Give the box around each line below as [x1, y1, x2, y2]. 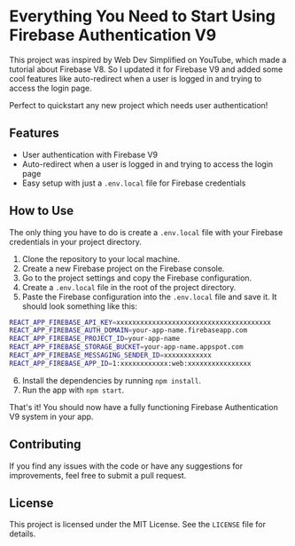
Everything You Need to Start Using [9, 6, 276, 27]
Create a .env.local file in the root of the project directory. [21, 281, 237, 292]
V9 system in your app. [9, 411, 94, 422]
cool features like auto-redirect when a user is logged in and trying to [9, 73, 262, 83]
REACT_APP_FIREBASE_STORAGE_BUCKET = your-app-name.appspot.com [9, 343, 244, 352]
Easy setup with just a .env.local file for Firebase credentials [21, 178, 246, 188]
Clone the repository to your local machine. [21, 253, 180, 264]
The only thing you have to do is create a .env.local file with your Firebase [9, 226, 283, 237]
